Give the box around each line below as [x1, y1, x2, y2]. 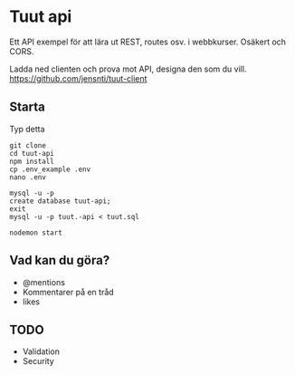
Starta [9, 100, 45, 115]
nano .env [9, 172, 47, 182]
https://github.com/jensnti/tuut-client [9, 72, 147, 83]
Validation [22, 346, 61, 357]
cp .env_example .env [9, 165, 91, 174]
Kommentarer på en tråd [22, 286, 115, 297]
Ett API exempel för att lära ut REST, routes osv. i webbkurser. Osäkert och [9, 36, 287, 47]
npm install [9, 157, 54, 166]
